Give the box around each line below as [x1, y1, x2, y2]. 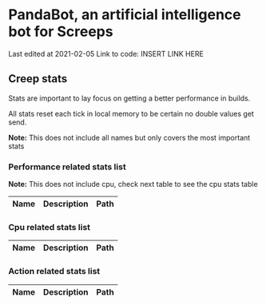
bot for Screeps [8, 22, 113, 41]
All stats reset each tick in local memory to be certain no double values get [8, 109, 254, 118]
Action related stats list [8, 266, 101, 277]
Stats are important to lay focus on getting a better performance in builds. [8, 93, 251, 103]
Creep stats [8, 72, 68, 85]
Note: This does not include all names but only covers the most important [8, 133, 251, 142]
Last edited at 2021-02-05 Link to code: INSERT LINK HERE [8, 49, 204, 58]
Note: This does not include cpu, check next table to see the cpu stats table [8, 180, 258, 189]
